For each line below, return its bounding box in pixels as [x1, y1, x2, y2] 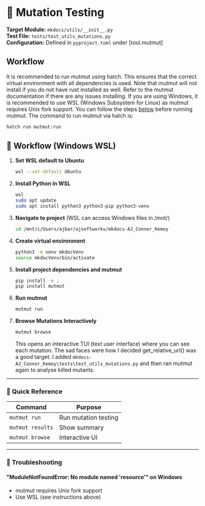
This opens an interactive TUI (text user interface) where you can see [15, 340, 190, 348]
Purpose [76, 403, 102, 412]
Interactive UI [59, 433, 98, 442]
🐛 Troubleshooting [6, 458, 62, 467]
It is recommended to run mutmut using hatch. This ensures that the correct [6, 73, 197, 80]
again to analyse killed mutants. [15, 366, 95, 374]
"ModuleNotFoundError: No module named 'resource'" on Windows [6, 473, 182, 480]
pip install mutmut [15, 283, 65, 290]
